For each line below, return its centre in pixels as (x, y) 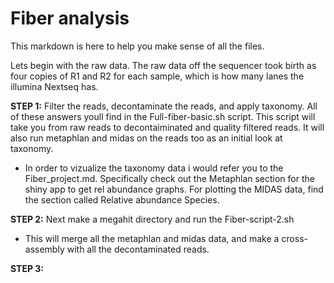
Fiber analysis (70, 18)
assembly (44, 249)
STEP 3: (27, 268)
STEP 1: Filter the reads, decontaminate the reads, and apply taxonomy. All (164, 106)
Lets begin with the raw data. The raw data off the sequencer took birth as (163, 65)
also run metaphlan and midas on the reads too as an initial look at (146, 138)
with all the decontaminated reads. (138, 249)
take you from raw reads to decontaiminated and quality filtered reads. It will (167, 127)
